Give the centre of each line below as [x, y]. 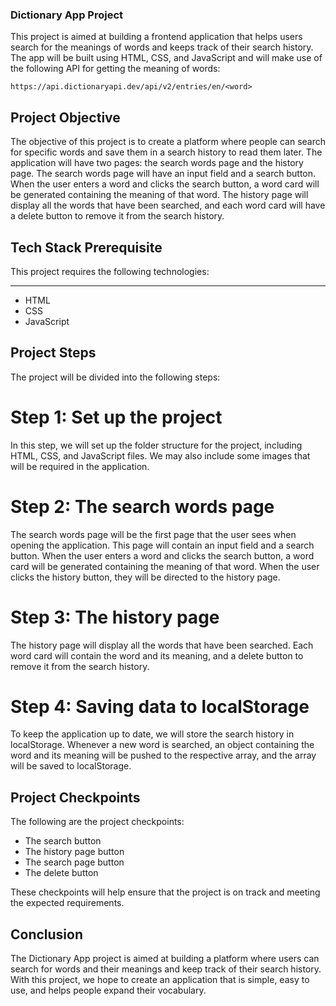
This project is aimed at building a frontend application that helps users [156, 37]
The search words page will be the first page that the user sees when [153, 534]
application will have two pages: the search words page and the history [157, 163]
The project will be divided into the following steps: [115, 377]
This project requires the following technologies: [110, 271]
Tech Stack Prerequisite [86, 247]
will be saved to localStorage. [71, 766]
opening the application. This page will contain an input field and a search [162, 545]
